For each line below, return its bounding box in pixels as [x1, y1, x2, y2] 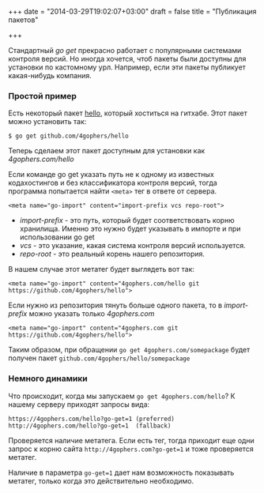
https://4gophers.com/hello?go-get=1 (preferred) [8, 415, 175, 423]
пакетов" [8, 15, 39, 24]
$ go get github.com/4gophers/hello [8, 132, 129, 141]
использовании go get [19, 232, 95, 242]
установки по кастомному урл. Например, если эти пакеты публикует [8, 62, 247, 72]
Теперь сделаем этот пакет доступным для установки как [8, 146, 206, 156]
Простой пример [8, 90, 77, 101]
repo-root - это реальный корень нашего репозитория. [19, 249, 206, 259]
